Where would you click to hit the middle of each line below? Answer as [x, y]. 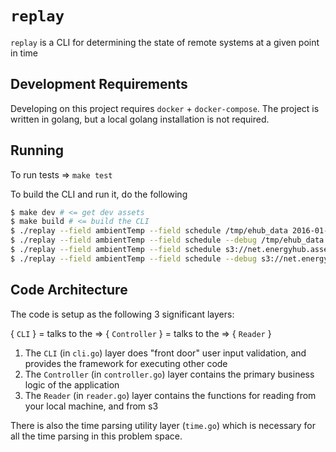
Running [37, 150]
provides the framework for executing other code [126, 363]
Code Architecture [69, 290]
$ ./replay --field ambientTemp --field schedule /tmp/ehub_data [149, 231]
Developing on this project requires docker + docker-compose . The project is [165, 108]
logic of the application [72, 384]
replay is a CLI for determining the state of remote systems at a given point [165, 42]
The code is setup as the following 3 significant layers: [122, 314]
